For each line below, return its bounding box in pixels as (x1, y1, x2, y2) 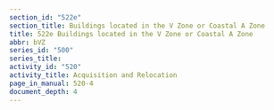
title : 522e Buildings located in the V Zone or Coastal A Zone (9, 29, 253, 38)
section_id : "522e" (9, 12, 82, 22)
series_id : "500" (9, 46, 74, 55)
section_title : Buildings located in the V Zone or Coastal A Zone (9, 21, 266, 30)
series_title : (9, 54, 62, 63)
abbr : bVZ (9, 37, 46, 47)
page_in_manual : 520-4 (9, 79, 94, 88)
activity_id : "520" (9, 63, 82, 72)
